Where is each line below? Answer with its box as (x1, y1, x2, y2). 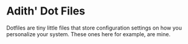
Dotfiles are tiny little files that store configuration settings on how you (6, 24, 183, 31)
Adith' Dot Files (6, 4, 86, 18)
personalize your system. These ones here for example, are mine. (6, 30, 171, 37)
